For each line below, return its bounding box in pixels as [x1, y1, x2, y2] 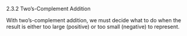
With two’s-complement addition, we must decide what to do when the [6, 17, 182, 23]
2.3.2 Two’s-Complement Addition [6, 5, 91, 12]
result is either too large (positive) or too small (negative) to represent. [6, 23, 180, 30]
